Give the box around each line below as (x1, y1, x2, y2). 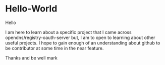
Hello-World (5, 3, 58, 14)
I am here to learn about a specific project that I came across (5, 29, 132, 35)
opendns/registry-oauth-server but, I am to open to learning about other (5, 34, 155, 40)
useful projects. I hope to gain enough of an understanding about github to (5, 39, 160, 45)
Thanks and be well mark (5, 54, 58, 60)
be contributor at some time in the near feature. (5, 45, 104, 51)
